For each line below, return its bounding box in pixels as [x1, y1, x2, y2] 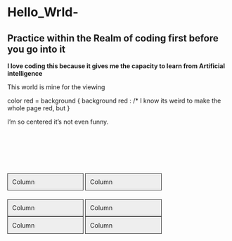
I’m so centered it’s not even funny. [7, 117, 109, 126]
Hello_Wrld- [7, 4, 79, 20]
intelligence [7, 70, 43, 77]
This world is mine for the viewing [7, 83, 105, 91]
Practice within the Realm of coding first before [7, 32, 219, 44]
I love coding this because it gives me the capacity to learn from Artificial [7, 62, 225, 70]
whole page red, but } [7, 104, 70, 112]
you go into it [7, 43, 65, 55]
